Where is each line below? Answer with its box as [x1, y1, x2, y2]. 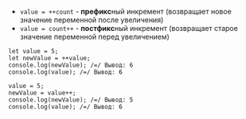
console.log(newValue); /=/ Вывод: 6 [8, 61, 134, 69]
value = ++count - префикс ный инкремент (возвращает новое [19, 7, 232, 16]
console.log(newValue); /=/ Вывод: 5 [8, 96, 134, 104]
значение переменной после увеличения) [19, 15, 164, 25]
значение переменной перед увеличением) [19, 32, 170, 41]
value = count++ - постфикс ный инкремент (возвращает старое [19, 24, 239, 33]
